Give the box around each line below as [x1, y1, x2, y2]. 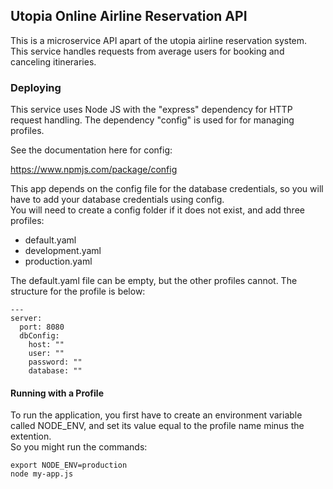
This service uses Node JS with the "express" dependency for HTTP [10, 104, 293, 116]
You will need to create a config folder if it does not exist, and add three [10, 204, 305, 216]
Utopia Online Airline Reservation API [10, 8, 248, 25]
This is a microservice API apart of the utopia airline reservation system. [10, 34, 308, 46]
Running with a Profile [10, 387, 104, 399]
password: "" [28, 357, 83, 368]
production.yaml [24, 255, 93, 268]
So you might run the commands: [10, 441, 148, 453]
